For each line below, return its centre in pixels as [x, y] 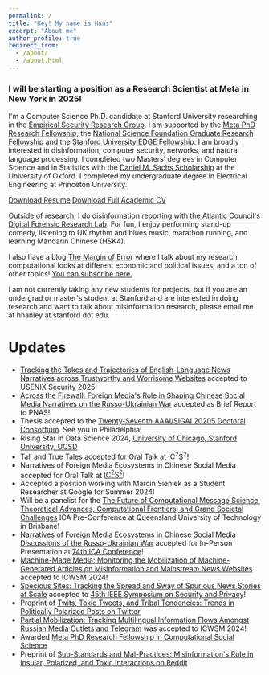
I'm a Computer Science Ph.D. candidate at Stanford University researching [133, 117]
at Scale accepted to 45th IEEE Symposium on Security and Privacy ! [133, 595]
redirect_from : [34, 46]
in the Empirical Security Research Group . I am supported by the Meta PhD [132, 125]
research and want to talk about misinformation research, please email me [131, 307]
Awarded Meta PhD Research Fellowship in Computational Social [127, 637]
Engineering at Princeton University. [68, 185]
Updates [37, 348]
